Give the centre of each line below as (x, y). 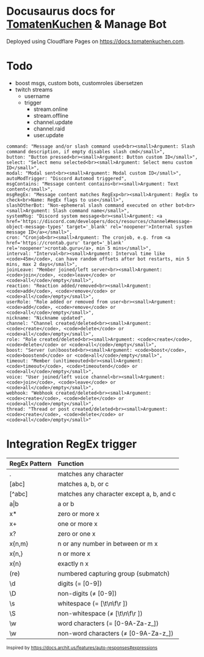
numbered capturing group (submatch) (114, 573)
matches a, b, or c (83, 484)
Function (71, 463)
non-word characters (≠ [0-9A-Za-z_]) (116, 633)
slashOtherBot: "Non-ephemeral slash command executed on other (90, 205)
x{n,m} (19, 544)
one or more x (78, 523)
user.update (49, 135)
